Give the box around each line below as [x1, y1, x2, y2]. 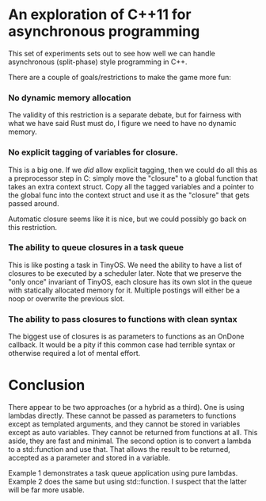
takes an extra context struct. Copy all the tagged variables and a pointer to [8, 182, 255, 191]
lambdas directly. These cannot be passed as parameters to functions [8, 411, 237, 421]
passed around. [8, 198, 59, 208]
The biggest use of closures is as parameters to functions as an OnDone [8, 331, 245, 342]
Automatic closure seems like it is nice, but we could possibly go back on [8, 214, 247, 224]
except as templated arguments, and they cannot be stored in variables [8, 419, 241, 429]
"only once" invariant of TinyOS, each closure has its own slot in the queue [8, 277, 253, 286]
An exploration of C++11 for [8, 6, 192, 24]
